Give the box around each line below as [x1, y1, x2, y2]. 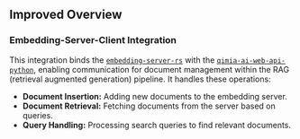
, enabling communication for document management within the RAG [32, 64, 290, 74]
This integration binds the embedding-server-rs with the [9, 54, 215, 65]
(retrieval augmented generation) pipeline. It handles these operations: [9, 74, 272, 84]
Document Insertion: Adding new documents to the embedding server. [22, 91, 288, 101]
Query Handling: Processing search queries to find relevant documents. [22, 119, 291, 130]
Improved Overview [9, 7, 123, 22]
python [9, 65, 34, 74]
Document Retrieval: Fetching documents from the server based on [22, 100, 277, 111]
